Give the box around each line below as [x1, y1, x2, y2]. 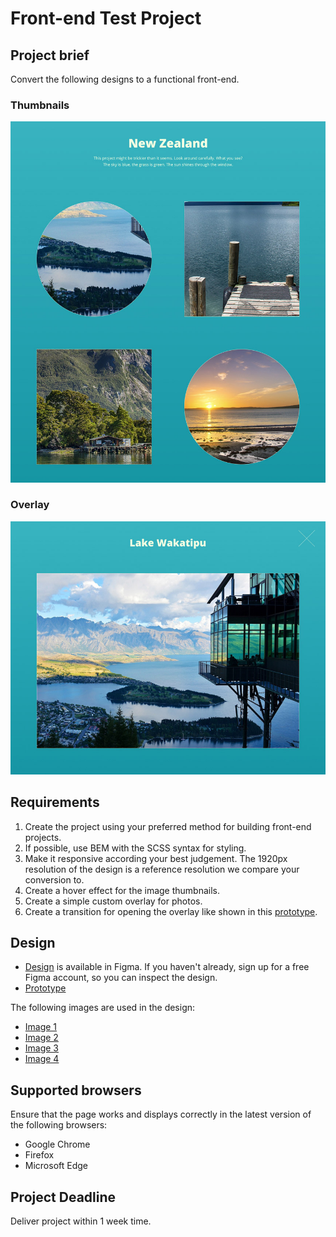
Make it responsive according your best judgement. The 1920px [24, 852, 288, 864]
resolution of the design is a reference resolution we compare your [24, 863, 300, 875]
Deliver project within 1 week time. [10, 1215, 152, 1227]
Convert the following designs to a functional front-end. [10, 73, 240, 85]
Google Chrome [24, 1138, 91, 1151]
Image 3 [24, 1042, 60, 1054]
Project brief [10, 47, 90, 64]
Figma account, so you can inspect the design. [24, 972, 218, 984]
